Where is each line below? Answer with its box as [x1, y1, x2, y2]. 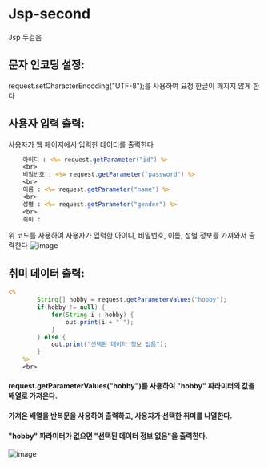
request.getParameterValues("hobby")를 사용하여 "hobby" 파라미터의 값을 [8, 381, 255, 391]
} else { [37, 333, 66, 341]
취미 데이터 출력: [8, 266, 86, 280]
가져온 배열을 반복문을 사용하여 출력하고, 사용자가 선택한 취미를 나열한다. [8, 411, 233, 421]
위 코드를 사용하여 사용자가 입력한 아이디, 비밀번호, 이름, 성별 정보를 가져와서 [8, 230, 247, 241]
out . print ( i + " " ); [65, 318, 134, 326]
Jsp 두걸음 [8, 32, 42, 42]
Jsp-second [8, 5, 90, 23]
